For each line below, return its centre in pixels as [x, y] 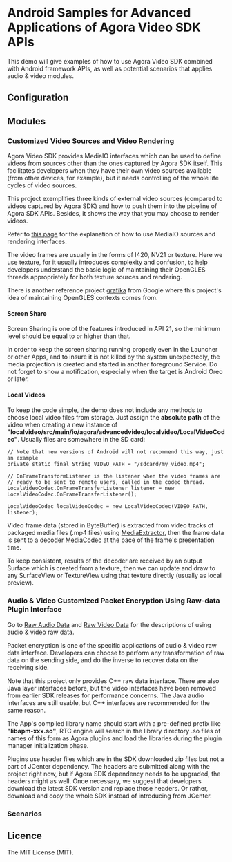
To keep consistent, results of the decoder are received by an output [105, 561]
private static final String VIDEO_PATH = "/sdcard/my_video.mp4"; [106, 465]
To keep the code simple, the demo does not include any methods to [105, 410]
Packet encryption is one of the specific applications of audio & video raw [112, 645]
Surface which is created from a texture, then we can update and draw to [112, 568]
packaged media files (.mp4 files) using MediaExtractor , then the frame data [116, 533]
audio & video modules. [41, 76]
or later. [18, 379]
